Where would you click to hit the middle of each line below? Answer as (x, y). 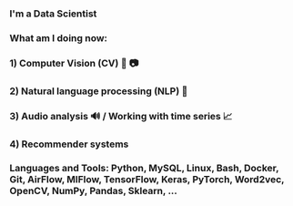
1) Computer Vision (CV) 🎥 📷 (74, 63)
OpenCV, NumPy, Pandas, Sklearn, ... (93, 191)
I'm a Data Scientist (53, 14)
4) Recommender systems (69, 144)
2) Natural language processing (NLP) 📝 (99, 91)
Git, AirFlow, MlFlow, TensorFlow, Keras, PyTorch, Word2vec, (147, 180)
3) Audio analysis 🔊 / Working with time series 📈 (121, 116)
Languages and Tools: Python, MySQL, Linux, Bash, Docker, (144, 169)
